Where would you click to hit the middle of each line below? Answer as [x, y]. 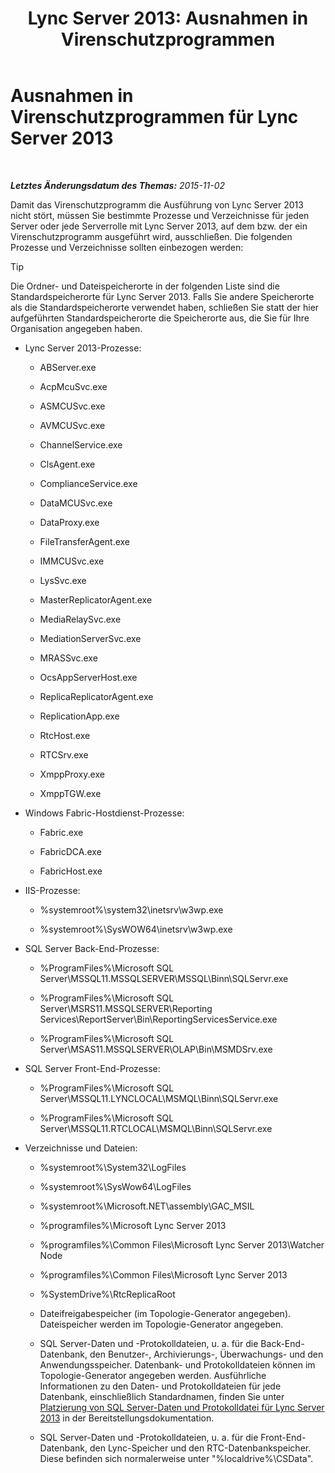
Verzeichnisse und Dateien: [81, 1148]
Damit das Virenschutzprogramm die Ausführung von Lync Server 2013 [157, 204]
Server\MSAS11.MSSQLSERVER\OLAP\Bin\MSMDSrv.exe [156, 1049]
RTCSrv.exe [64, 754]
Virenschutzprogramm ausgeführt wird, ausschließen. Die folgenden [151, 236]
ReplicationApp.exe [79, 716]
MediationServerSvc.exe [90, 638]
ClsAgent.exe [67, 464]
